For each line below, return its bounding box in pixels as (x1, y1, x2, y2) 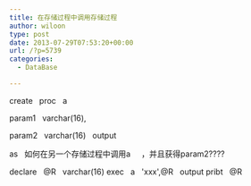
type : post (9, 30, 50, 38)
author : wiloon (9, 21, 66, 30)
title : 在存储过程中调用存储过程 (9, 13, 118, 22)
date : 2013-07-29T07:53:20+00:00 (9, 38, 134, 47)
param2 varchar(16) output (9, 130, 117, 140)
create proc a (9, 95, 68, 106)
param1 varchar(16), (9, 113, 87, 123)
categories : (9, 55, 54, 63)
